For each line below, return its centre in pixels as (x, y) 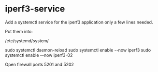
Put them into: (19, 31)
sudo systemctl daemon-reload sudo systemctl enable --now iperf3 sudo (78, 50)
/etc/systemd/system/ (27, 41)
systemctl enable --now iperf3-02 (39, 55)
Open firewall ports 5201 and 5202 (39, 64)
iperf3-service (35, 9)
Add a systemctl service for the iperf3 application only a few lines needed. (79, 22)
